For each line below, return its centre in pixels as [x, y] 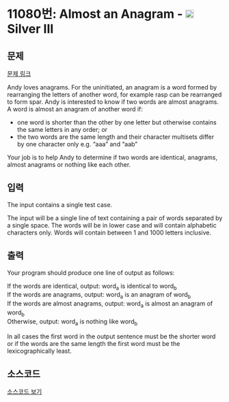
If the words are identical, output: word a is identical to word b [92, 286]
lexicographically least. [39, 351]
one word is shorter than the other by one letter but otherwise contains [117, 122]
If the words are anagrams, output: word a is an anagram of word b [99, 296]
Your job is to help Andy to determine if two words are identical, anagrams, [112, 157]
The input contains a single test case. [60, 204]
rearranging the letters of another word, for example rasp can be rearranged [114, 94]
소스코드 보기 [25, 392]
